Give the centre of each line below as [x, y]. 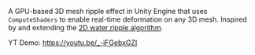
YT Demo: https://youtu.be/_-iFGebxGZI [73, 43]
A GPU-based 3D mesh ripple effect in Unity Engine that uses [108, 11]
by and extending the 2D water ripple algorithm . [86, 27]
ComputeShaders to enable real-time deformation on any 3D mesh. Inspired [128, 19]
